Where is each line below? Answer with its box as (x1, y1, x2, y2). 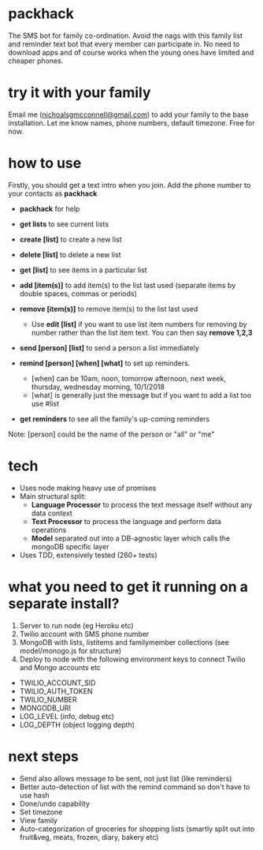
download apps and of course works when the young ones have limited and (8, 47, 254, 57)
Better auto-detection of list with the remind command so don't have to (19, 782, 250, 792)
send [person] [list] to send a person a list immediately (19, 343, 199, 352)
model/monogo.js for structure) (19, 646, 122, 655)
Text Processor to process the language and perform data (31, 516, 222, 526)
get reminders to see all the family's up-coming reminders (19, 414, 210, 423)
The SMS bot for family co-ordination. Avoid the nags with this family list (8, 31, 243, 40)
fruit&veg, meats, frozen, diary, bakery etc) (19, 832, 159, 841)
